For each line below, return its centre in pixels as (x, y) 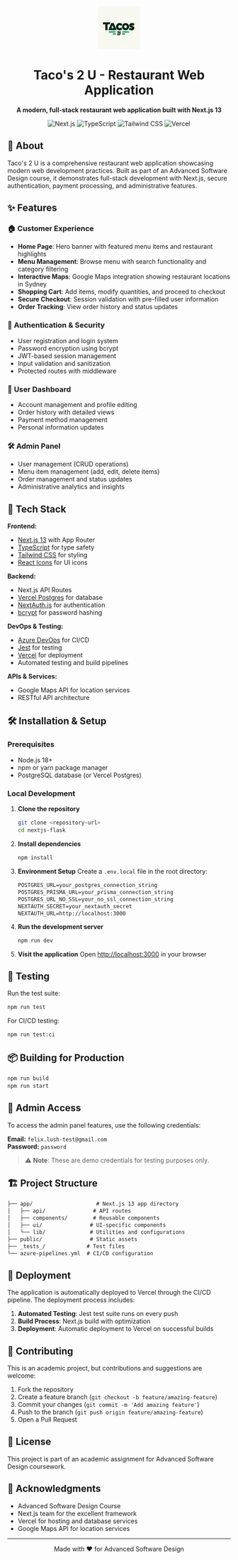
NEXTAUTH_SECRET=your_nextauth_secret (75, 906)
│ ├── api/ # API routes (69, 1211)
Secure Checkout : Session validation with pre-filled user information (118, 299)
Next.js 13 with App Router (56, 540)
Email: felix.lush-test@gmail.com (57, 1139)
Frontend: (22, 526)
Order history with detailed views (66, 412)
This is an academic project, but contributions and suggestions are (105, 1368)
